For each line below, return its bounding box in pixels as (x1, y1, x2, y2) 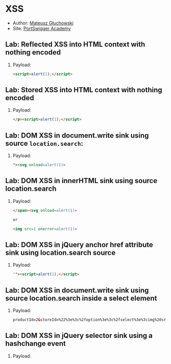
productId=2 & (12, 317, 41, 322)
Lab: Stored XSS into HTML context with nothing (5, 86, 162, 94)
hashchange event (5, 340, 66, 348)
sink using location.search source (5, 248, 116, 257)
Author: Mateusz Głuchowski (12, 20, 74, 26)
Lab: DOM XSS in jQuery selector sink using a (5, 331, 153, 340)
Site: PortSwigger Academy (12, 25, 71, 31)
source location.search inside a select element (5, 294, 157, 302)
